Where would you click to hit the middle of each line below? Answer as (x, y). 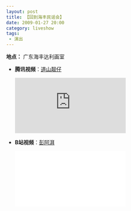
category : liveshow (30, 28)
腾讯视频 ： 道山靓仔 (38, 69)
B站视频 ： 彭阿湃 (35, 142)
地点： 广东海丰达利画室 (35, 56)
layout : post (22, 12)
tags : (13, 34)
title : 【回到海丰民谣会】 (35, 17)
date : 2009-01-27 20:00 (35, 22)
